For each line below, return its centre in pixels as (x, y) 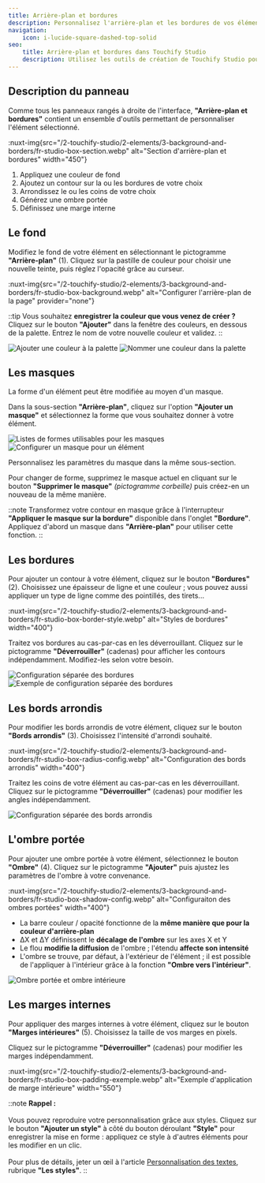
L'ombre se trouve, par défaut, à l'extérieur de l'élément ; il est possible (135, 956)
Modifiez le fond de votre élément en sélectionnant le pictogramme (117, 252)
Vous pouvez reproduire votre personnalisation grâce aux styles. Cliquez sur (132, 1120)
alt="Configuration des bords (198, 759)
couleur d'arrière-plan (57, 931)
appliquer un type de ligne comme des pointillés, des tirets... (106, 595)
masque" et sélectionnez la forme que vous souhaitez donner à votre (121, 416)
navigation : (28, 30)
